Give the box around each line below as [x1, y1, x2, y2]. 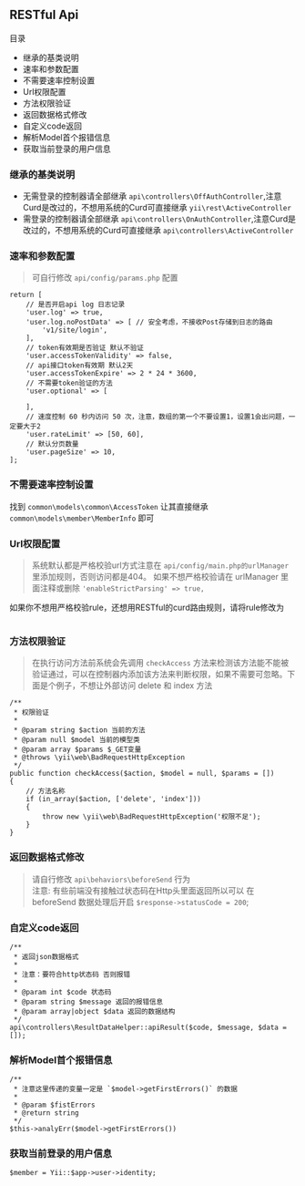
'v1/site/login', [42, 325, 107, 335]
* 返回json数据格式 [13, 952, 79, 961]
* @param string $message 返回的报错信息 [13, 997, 164, 1006]
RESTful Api [9, 7, 79, 23]
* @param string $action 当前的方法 [13, 726, 146, 735]
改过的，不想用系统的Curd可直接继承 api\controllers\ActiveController [22, 225, 294, 236]
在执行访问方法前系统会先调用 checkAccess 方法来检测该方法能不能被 [31, 657, 290, 668]
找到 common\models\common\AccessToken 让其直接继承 [9, 500, 208, 511]
